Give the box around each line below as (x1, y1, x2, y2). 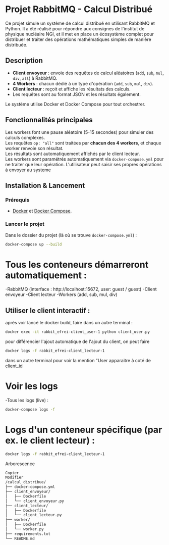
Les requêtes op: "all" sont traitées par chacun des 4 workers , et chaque (5, 140, 161, 146)
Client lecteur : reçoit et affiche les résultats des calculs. (12, 86, 131, 92)
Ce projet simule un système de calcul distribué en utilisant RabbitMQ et (5, 20, 155, 26)
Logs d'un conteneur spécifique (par (5, 424, 162, 435)
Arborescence (5, 461, 35, 467)
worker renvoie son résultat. (5, 145, 64, 151)
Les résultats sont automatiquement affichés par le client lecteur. (5, 151, 140, 157)
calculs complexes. (5, 134, 45, 140)
